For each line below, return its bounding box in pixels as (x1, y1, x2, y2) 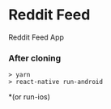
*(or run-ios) (8, 92, 51, 102)
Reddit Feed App (8, 32, 65, 42)
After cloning (8, 52, 62, 64)
